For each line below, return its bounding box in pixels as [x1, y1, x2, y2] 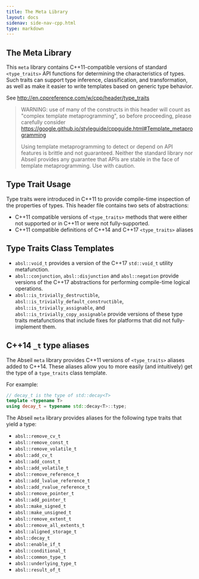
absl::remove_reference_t [14, 472, 79, 478]
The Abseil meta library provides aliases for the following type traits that [6, 414, 182, 421]
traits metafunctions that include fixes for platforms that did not [14, 316, 171, 324]
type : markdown [6, 25, 44, 32]
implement [14, 323, 41, 330]
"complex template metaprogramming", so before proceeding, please [20, 112, 192, 120]
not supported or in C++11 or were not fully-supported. [14, 219, 150, 227]
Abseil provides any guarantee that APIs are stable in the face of [20, 156, 179, 163]
